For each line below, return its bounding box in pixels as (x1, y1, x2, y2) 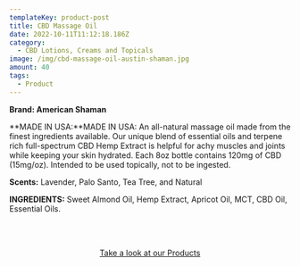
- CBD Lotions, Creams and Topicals (17, 46, 154, 55)
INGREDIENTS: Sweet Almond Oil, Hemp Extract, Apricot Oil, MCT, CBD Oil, (9, 194, 287, 204)
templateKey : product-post (9, 12, 110, 22)
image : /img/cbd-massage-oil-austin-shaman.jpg (9, 54, 190, 63)
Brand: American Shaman (9, 104, 107, 114)
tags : (9, 71, 29, 80)
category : (9, 37, 46, 47)
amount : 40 (9, 63, 50, 72)
